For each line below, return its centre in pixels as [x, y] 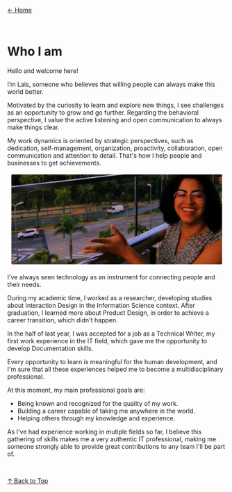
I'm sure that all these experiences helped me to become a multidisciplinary [115, 369]
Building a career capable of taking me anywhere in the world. [106, 411]
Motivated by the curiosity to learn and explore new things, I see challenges [116, 105]
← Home [20, 10]
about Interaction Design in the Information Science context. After [101, 305]
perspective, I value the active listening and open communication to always [115, 120]
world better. [25, 91]
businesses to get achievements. [55, 163]
